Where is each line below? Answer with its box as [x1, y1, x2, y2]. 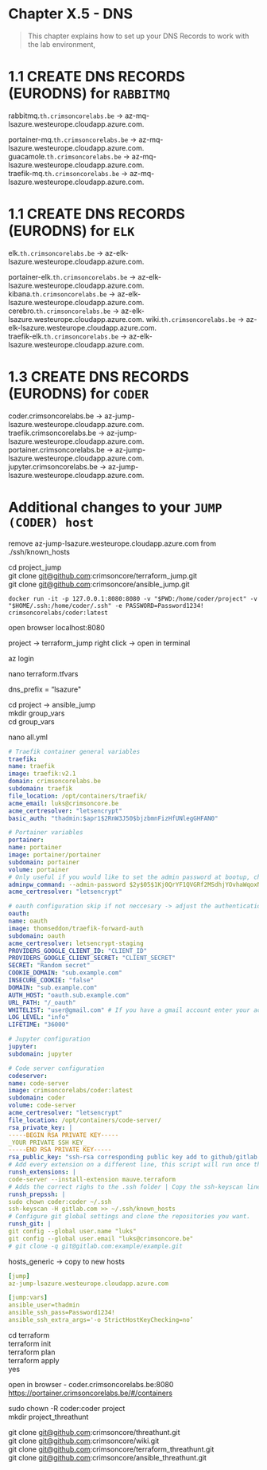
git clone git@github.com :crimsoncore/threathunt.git [8, 1427, 180, 1437]
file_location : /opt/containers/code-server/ [8, 1116, 161, 1124]
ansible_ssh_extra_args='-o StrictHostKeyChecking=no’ [8, 1316, 194, 1324]
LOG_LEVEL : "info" [8, 1013, 69, 1021]
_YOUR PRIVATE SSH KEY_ [8, 1139, 87, 1147]
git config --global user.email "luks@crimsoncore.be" [8, 1234, 194, 1243]
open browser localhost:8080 [8, 622, 106, 632]
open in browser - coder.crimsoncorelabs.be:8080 [8, 1379, 174, 1389]
